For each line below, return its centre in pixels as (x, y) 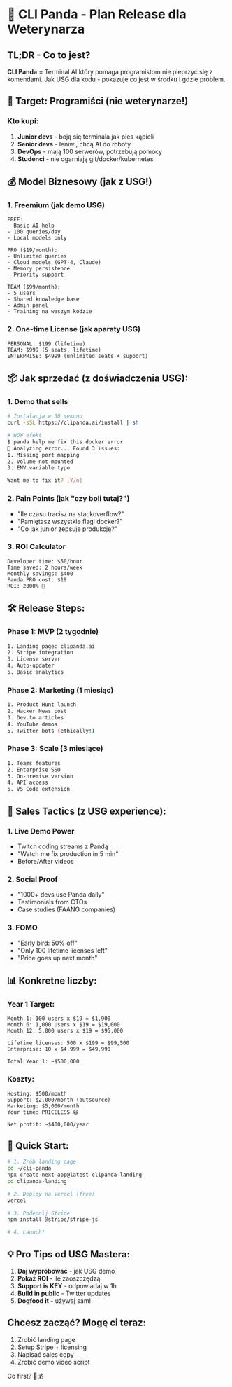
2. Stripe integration (40, 653)
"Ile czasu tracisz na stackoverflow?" (71, 513)
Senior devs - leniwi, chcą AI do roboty (74, 144)
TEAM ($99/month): (34, 287)
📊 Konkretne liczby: (52, 980)
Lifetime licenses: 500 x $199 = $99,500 (68, 1043)
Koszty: (21, 1079)
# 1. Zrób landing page (42, 1162)
